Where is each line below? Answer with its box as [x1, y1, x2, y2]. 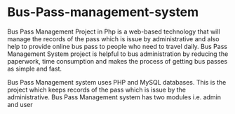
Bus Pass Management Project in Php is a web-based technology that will [7, 27, 220, 36]
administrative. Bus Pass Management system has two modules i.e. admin [7, 92, 221, 101]
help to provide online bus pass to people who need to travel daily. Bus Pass [7, 42, 228, 50]
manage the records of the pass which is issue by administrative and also [7, 34, 220, 43]
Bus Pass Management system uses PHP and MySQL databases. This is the [7, 78, 227, 86]
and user [7, 100, 33, 108]
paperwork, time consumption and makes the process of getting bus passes [7, 57, 228, 65]
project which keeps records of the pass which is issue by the [7, 85, 187, 94]
